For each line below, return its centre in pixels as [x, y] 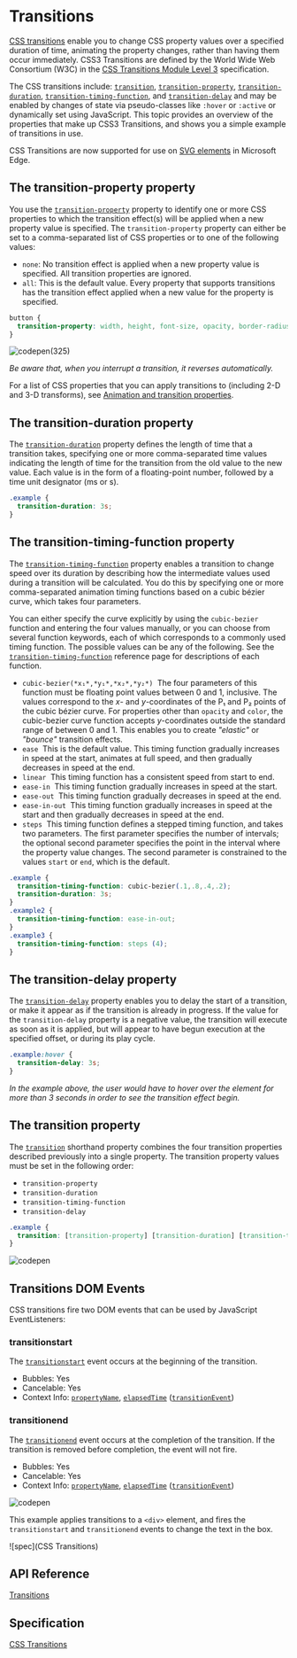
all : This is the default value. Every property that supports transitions [148, 283]
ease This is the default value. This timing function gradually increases [151, 748]
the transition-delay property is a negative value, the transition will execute [148, 1020]
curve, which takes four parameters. [75, 601]
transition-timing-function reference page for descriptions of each [134, 656]
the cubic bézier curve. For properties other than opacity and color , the [152, 711]
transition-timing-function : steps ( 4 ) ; [92, 944]
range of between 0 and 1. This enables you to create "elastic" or [140, 729]
